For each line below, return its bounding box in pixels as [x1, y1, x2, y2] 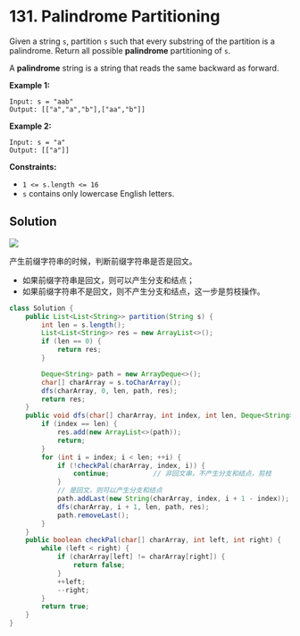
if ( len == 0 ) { [41, 337, 102, 346]
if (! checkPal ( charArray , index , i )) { [56, 461, 205, 470]
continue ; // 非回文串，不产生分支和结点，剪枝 [72, 469, 272, 479]
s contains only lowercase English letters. [21, 188, 175, 198]
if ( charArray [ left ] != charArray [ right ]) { [56, 552, 226, 562]
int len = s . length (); [41, 320, 126, 330]
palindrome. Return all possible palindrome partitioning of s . [9, 45, 231, 55]
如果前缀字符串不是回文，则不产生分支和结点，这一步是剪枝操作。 [21, 286, 265, 297]
